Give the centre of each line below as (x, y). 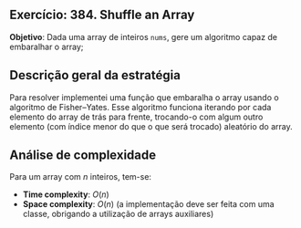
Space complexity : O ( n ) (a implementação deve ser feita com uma (149, 204)
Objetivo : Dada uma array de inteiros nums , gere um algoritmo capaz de (144, 36)
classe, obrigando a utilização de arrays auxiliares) (118, 214)
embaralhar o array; (47, 47)
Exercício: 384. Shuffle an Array (102, 15)
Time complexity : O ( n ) (66, 194)
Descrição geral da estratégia (95, 75)
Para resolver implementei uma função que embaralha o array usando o (145, 97)
